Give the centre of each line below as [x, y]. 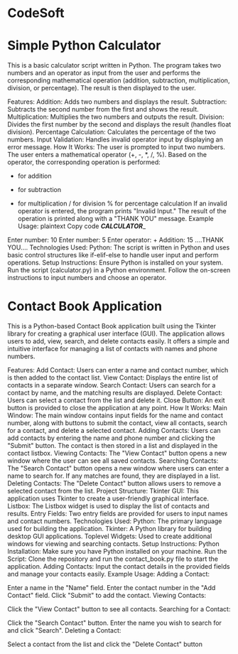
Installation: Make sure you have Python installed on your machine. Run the [117, 552]
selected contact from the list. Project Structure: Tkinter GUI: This [103, 491]
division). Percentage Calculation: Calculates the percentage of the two [112, 132]
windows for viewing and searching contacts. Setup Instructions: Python [114, 544]
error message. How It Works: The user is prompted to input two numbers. [117, 147]
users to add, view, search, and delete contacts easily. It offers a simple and [118, 341]
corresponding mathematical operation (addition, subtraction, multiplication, [119, 80]
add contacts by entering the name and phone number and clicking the [111, 438]
